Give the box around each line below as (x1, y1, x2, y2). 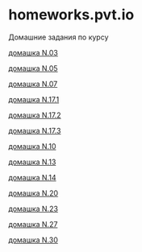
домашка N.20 (8, 188, 59, 198)
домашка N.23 (8, 204, 59, 213)
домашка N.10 (8, 141, 56, 151)
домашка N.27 (8, 219, 58, 229)
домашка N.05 (8, 63, 58, 73)
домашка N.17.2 (8, 110, 62, 120)
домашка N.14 (8, 172, 56, 182)
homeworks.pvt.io (8, 6, 135, 24)
